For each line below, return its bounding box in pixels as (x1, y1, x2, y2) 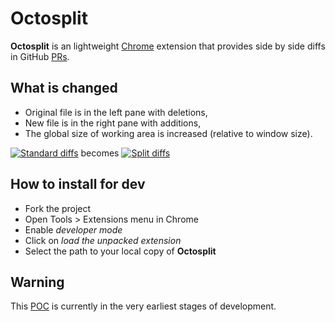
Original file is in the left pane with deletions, (24, 106, 208, 118)
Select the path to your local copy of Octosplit (24, 245, 217, 257)
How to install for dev (10, 176, 146, 193)
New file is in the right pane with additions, (24, 117, 202, 129)
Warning (10, 273, 65, 291)
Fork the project (24, 202, 92, 214)
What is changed (10, 80, 118, 97)
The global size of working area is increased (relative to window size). (24, 127, 313, 139)
